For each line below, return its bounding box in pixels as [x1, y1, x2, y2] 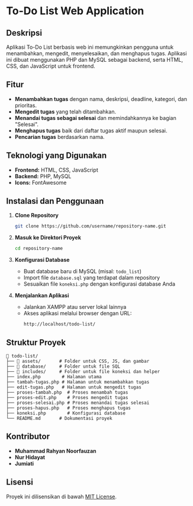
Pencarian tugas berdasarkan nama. [14, 133, 105, 140]
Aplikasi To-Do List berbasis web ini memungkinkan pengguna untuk [6, 43, 174, 50]
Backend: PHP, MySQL [14, 172, 72, 179]
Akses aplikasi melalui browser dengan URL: [23, 310, 132, 317]
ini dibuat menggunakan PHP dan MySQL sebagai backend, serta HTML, [6, 56, 184, 63]
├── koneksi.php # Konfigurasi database [6, 410, 126, 416]
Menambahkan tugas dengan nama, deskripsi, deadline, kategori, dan [14, 95, 188, 102]
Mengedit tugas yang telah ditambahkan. [14, 108, 117, 115]
